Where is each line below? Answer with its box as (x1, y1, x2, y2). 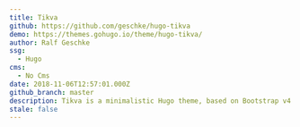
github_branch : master (9, 88, 94, 97)
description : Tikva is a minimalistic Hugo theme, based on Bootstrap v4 (9, 96, 292, 106)
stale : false (9, 105, 58, 114)
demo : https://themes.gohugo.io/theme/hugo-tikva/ (9, 30, 203, 38)
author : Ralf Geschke (9, 38, 91, 47)
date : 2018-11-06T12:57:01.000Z (9, 80, 130, 89)
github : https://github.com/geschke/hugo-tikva (9, 21, 191, 30)
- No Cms (17, 72, 50, 80)
